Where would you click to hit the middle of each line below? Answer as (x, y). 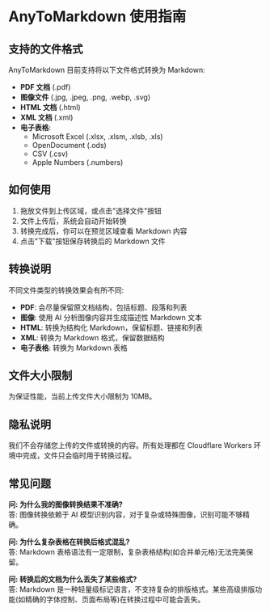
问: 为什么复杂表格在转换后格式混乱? (69, 542)
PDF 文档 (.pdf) (45, 87)
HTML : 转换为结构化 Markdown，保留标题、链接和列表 (112, 327)
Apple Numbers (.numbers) (78, 162)
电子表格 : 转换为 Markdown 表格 (74, 348)
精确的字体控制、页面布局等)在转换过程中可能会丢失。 (115, 600)
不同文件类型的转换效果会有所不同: (66, 290)
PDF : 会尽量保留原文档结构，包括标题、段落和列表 (103, 307)
